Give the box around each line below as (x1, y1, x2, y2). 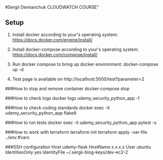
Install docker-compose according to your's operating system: (12, 46, 139, 52)
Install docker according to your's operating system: (12, 32, 118, 38)
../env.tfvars (5, 134, 30, 140)
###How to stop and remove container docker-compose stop (5, 85, 130, 91)
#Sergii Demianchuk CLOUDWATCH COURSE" (5, 4, 99, 10)
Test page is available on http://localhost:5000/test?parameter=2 (12, 76, 144, 82)
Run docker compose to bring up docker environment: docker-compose (12, 61, 159, 67)
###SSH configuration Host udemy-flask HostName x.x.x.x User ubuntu (5, 144, 151, 150)
